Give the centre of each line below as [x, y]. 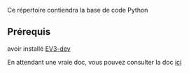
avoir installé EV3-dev [39, 49]
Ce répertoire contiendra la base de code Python [78, 10]
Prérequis [29, 32]
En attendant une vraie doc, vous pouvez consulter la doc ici [94, 62]
